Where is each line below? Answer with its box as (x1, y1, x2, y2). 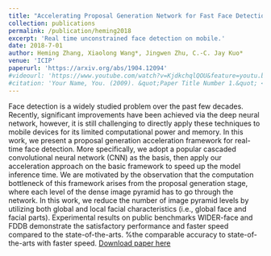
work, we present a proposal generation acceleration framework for (8, 135, 234, 145)
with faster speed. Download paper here (36, 238, 171, 248)
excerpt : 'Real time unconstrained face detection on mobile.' (8, 34, 226, 43)
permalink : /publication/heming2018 (8, 27, 131, 35)
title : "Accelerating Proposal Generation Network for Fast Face (8, 11, 232, 20)
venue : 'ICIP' (8, 57, 56, 65)
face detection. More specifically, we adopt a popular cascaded (24, 144, 236, 154)
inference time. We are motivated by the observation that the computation (8, 170, 254, 180)
